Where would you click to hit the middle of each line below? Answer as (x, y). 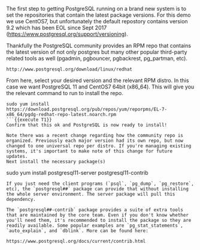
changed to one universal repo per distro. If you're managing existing (99, 146)
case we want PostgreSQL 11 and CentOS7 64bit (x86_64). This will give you (100, 87)
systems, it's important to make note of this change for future (89, 151)
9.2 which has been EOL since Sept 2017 (57, 28)
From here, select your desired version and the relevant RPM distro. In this (98, 80)
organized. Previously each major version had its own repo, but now (95, 141)
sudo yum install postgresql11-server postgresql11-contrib (77, 173)
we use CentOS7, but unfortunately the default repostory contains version (97, 21)
